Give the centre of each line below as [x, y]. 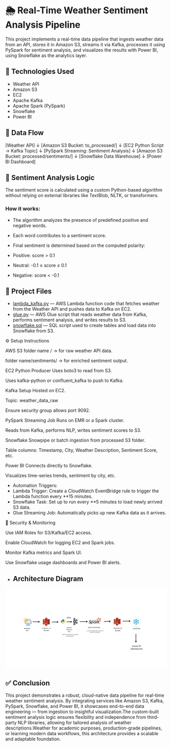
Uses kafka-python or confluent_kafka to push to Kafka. [65, 380]
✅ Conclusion [28, 683]
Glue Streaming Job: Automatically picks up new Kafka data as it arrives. [89, 513]
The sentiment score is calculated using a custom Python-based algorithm [84, 190]
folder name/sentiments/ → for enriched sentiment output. [67, 361]
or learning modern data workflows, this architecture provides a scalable [82, 734]
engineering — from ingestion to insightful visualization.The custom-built [82, 712]
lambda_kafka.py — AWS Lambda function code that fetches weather [86, 303]
